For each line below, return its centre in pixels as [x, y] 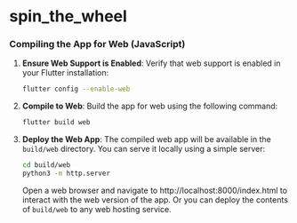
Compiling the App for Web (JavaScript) [97, 44]
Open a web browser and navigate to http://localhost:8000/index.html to [154, 190]
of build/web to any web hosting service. [96, 209]
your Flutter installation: [65, 73]
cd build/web [46, 165]
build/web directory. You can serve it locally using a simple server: [144, 149]
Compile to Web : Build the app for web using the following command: [150, 106]
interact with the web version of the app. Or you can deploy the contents [155, 199]
